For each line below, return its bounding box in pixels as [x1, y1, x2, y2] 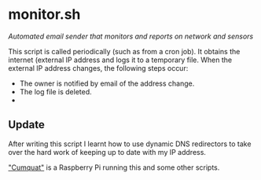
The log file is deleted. [19, 86, 92, 96]
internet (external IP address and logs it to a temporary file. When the [8, 55, 233, 64]
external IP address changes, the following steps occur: [8, 63, 189, 72]
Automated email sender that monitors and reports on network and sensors [8, 31, 254, 41]
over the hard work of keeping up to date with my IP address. [8, 147, 207, 156]
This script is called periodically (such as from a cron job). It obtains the [8, 46, 241, 56]
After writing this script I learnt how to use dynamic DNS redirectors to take [8, 139, 252, 149]
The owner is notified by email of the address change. [19, 79, 195, 88]
